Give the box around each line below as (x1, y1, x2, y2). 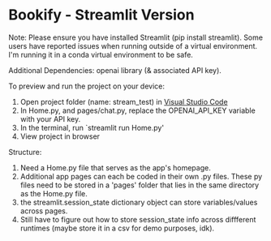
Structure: (8, 147, 42, 157)
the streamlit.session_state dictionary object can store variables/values (19, 197, 258, 207)
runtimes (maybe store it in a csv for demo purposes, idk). (19, 223, 215, 233)
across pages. (19, 205, 68, 216)
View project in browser (19, 131, 100, 141)
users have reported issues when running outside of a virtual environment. (8, 41, 258, 50)
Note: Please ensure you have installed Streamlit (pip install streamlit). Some (8, 32, 264, 42)
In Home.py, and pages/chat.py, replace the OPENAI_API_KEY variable (19, 105, 256, 115)
